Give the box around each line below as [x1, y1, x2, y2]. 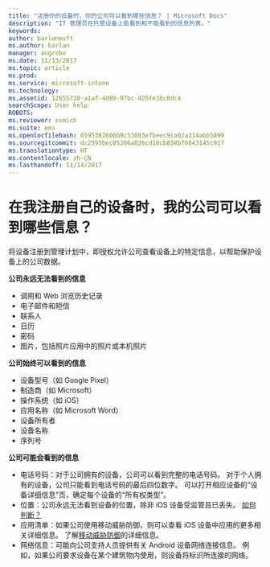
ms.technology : [8, 86, 59, 95]
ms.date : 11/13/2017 [8, 57, 78, 65]
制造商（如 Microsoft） [19, 385, 96, 395]
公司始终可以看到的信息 [8, 359, 86, 368]
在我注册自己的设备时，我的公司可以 [8, 199, 248, 217]
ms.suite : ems [8, 124, 56, 132]
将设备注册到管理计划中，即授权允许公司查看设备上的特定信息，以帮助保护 [8, 247, 255, 257]
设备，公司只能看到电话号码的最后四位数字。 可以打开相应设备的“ [34, 480, 251, 490]
